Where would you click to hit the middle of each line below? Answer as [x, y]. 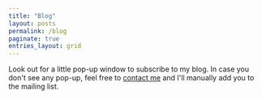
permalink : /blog [38, 31]
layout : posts [32, 24]
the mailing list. [34, 87]
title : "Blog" [32, 16]
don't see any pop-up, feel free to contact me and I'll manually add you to [131, 78]
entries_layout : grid [45, 46]
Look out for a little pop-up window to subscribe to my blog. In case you [129, 69]
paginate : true [34, 39]
